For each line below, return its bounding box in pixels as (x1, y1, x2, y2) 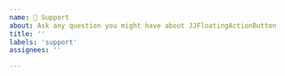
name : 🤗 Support (9, 12, 69, 22)
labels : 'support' (9, 37, 77, 47)
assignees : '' (9, 46, 62, 55)
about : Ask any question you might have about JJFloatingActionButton (9, 21, 277, 30)
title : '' (9, 29, 46, 38)
